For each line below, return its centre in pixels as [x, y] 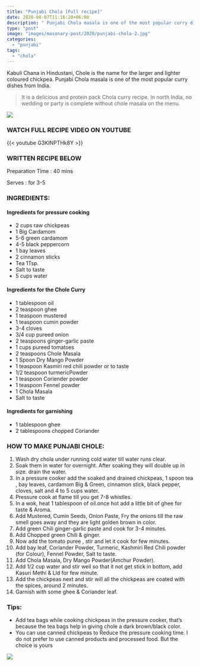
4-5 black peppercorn [42, 244]
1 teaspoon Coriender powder [52, 379]
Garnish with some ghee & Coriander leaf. [66, 592]
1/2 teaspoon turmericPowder [52, 372]
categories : [21, 39]
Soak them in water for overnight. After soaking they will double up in [100, 466]
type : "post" [23, 28]
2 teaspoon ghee [36, 309]
